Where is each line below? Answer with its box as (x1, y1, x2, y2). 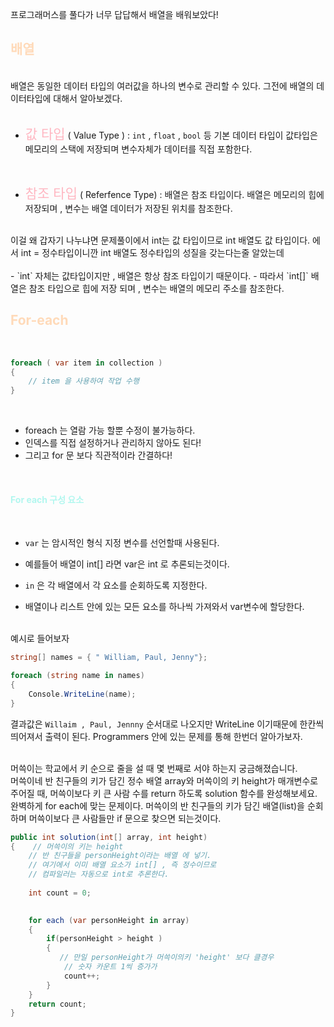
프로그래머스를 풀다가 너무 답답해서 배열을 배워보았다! (10, 9, 219, 20)
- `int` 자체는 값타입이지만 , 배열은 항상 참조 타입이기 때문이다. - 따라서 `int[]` (10, 269, 309, 282)
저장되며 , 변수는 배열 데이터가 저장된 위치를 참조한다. (24, 202, 233, 214)
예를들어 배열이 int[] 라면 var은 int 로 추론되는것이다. (24, 558, 230, 570)
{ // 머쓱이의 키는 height (10, 841, 124, 852)
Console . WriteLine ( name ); (28, 689, 137, 699)
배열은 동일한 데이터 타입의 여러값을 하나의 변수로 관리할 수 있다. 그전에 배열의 (10, 79, 315, 92)
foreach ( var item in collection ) (10, 358, 163, 368)
